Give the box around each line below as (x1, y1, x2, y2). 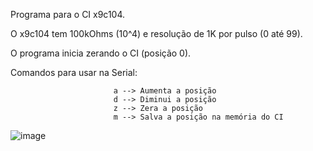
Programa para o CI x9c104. (10, 9, 126, 20)
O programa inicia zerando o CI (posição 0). (10, 47, 192, 59)
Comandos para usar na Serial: (10, 67, 138, 78)
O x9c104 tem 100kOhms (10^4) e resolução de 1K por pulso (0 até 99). (10, 28, 303, 39)
